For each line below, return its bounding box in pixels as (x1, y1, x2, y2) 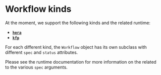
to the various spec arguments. (5, 64, 68, 70)
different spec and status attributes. (5, 49, 78, 55)
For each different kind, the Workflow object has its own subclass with (5, 44, 147, 50)
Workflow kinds (5, 3, 72, 15)
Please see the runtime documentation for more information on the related (5, 59, 157, 65)
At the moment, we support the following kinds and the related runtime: (5, 20, 151, 26)
